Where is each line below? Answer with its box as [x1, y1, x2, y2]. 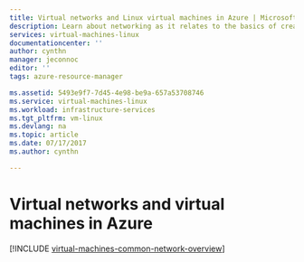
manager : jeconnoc [9, 55, 79, 64]
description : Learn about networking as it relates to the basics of [9, 22, 278, 31]
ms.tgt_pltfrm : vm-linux [9, 114, 103, 123]
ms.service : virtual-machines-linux [9, 97, 147, 106]
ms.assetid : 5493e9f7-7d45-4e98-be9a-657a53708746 [9, 88, 204, 98]
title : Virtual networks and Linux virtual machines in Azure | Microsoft [9, 13, 298, 23]
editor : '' [9, 64, 51, 73]
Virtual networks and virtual [9, 193, 225, 214]
